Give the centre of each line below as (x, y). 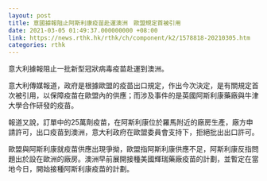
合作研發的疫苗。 (50, 106)
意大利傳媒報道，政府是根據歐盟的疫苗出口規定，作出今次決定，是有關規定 (130, 86)
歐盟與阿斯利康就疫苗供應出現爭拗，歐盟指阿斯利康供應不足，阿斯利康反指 (130, 149)
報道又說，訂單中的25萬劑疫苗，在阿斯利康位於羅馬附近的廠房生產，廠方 (127, 122)
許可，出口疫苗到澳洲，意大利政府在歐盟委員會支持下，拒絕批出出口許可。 (137, 133)
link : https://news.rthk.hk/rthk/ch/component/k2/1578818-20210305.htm (129, 38)
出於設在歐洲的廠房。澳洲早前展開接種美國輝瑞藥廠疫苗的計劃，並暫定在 (133, 159)
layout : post (30, 15)
